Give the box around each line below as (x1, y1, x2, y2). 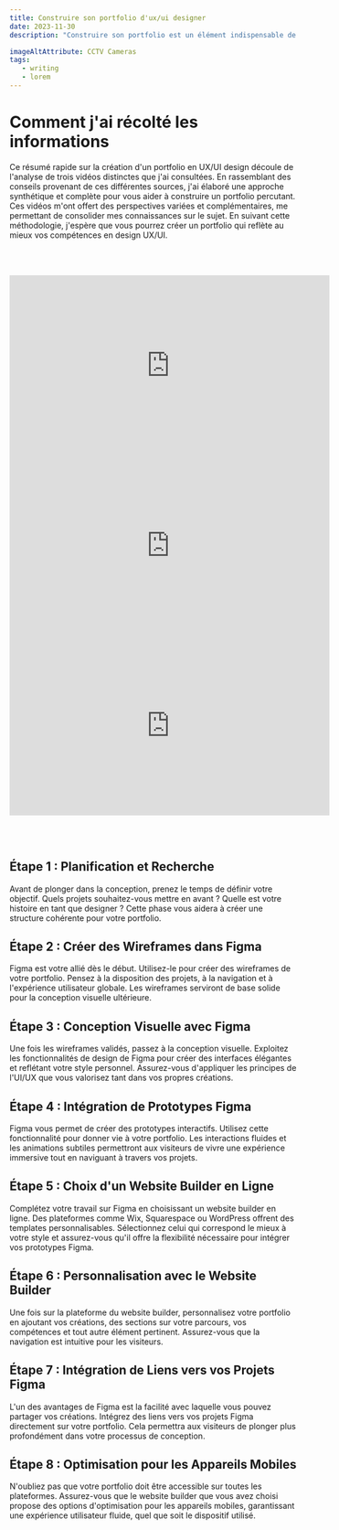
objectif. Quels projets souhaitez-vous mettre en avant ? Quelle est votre (9, 893, 281, 904)
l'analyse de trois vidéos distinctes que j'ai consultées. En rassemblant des (9, 171, 291, 182)
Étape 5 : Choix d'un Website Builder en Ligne (9, 1179, 274, 1194)
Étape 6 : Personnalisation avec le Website (9, 1268, 258, 1284)
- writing (21, 64, 59, 73)
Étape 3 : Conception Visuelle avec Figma (9, 1019, 251, 1034)
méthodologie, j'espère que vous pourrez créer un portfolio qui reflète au (9, 219, 285, 230)
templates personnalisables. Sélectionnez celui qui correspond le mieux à (9, 1222, 287, 1233)
